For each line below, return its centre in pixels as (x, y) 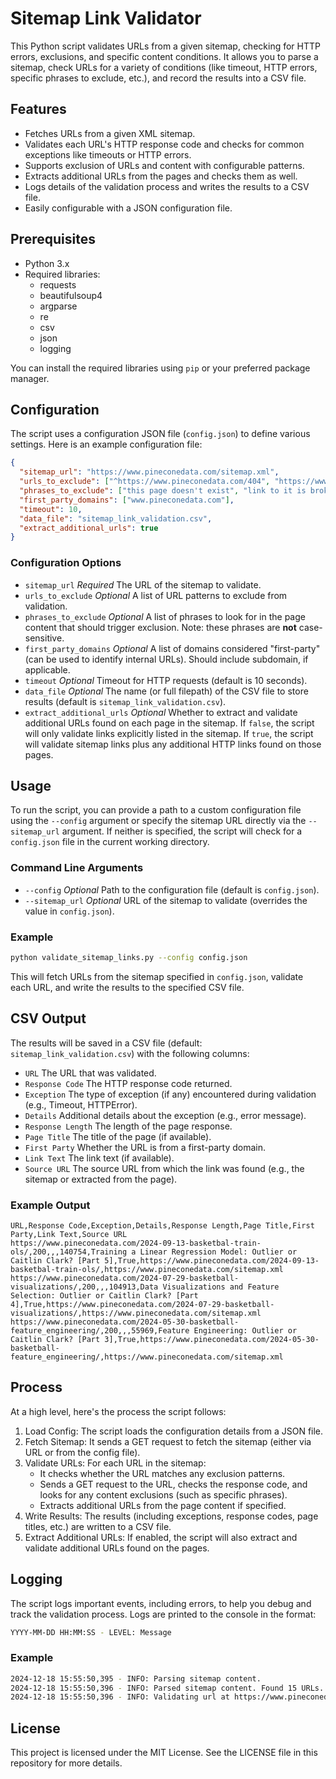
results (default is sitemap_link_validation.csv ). (125, 701)
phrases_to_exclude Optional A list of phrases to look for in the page (165, 616)
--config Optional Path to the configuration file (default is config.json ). (172, 889)
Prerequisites (53, 239)
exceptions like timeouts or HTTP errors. (108, 154)
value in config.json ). (69, 911)
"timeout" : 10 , (51, 509)
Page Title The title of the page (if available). (118, 1136)
